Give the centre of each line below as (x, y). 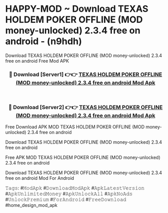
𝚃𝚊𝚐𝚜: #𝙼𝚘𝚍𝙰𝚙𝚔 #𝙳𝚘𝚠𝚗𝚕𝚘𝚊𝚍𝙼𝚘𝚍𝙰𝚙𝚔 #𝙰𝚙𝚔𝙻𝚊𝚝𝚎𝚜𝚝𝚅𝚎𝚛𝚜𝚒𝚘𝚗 (75, 188)
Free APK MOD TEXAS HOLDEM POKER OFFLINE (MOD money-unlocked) (83, 157)
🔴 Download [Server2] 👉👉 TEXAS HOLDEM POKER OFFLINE (86, 108)
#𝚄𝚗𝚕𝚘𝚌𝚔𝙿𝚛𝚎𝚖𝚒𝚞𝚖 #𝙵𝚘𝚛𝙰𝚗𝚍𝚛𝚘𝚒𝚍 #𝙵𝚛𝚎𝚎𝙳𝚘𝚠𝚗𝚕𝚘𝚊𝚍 (66, 199)
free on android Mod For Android (40, 178)
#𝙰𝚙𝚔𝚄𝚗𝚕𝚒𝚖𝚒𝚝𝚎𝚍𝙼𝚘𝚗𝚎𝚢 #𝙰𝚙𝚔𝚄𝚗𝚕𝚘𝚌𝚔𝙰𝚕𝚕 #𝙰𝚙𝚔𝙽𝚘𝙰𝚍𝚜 (69, 194)
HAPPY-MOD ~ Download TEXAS (77, 9)
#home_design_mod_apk (31, 205)
